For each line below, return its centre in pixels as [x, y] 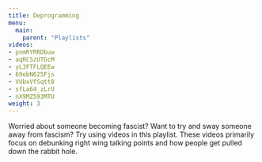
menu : [17, 23]
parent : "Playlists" [56, 38]
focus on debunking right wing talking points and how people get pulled [125, 143]
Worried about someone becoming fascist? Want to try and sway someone [130, 126]
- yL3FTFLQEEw [32, 67]
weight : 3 [25, 104]
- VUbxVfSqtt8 [32, 81]
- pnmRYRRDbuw [32, 52]
